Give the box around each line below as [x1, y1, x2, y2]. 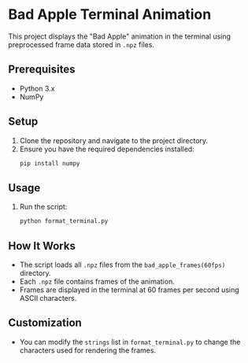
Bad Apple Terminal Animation [8, 6, 212, 24]
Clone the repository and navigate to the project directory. [19, 135, 209, 145]
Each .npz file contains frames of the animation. [19, 276, 175, 286]
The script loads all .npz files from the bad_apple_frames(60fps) [19, 260, 226, 269]
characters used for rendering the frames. [19, 345, 156, 355]
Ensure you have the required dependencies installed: [19, 144, 194, 154]
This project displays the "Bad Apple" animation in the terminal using [8, 31, 231, 41]
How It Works [8, 239, 76, 253]
